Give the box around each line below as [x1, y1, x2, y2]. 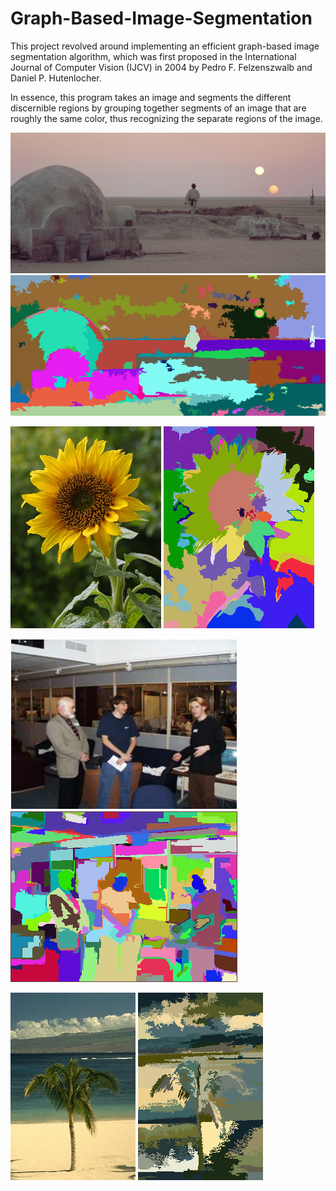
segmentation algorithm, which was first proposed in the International [10, 50, 297, 62]
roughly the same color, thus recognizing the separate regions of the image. [10, 112, 323, 124]
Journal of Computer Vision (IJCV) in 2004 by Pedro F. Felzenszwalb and [10, 61, 313, 73]
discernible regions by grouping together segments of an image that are [10, 102, 307, 114]
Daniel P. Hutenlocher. [10, 72, 102, 84]
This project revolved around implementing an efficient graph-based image [10, 40, 320, 52]
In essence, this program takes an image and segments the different [10, 91, 292, 103]
